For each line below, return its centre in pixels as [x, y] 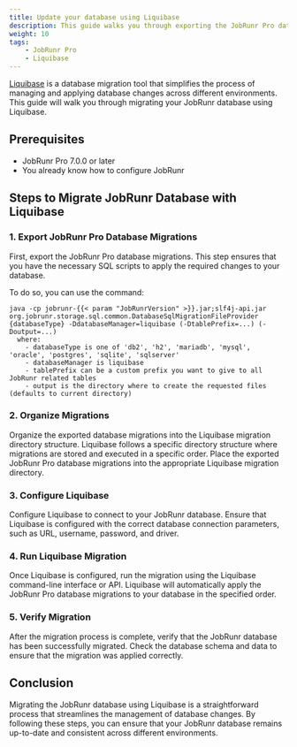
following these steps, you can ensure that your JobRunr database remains [146, 723]
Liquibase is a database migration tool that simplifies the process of [132, 84]
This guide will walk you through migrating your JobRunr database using [141, 102]
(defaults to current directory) [71, 393]
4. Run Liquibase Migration [68, 556]
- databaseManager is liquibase [84, 362]
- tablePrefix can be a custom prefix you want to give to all [144, 370]
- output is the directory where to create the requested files [146, 385]
